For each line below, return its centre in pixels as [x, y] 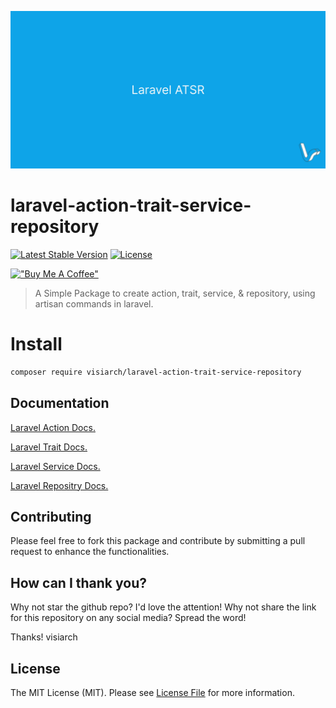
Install [36, 344]
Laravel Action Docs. [53, 427]
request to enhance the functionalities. [90, 552]
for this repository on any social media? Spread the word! [128, 618]
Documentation [60, 403]
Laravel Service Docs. [55, 466]
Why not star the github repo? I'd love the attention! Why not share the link [163, 607]
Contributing [51, 516]
